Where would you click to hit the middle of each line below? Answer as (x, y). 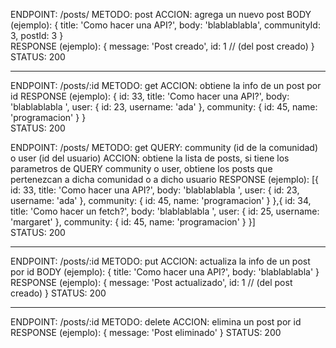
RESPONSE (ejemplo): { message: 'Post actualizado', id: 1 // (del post (151, 282)
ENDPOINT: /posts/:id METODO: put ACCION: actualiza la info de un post (160, 261)
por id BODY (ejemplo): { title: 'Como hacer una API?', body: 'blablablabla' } (165, 272)
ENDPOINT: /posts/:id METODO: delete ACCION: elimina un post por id (156, 322)
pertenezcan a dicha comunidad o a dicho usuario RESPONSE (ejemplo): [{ (165, 179)
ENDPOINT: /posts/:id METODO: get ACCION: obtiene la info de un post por (166, 85)
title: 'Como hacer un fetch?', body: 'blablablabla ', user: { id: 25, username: (165, 211)
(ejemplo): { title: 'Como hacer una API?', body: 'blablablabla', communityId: (165, 25)
